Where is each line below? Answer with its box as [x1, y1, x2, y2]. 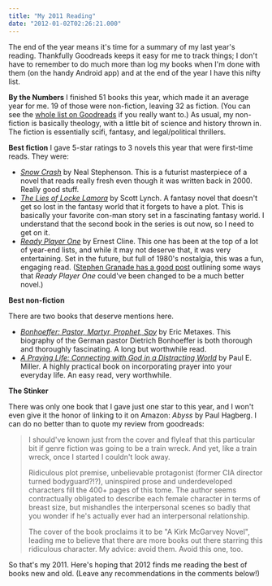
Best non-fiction [8, 295, 65, 305]
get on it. [19, 227, 50, 237]
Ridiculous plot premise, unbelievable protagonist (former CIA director [28, 467, 263, 477]
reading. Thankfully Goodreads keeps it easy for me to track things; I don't [8, 50, 258, 60]
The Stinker [8, 386, 49, 396]
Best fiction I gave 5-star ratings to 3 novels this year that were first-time [8, 142, 253, 152]
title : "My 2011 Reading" [8, 11, 96, 20]
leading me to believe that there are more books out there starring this [28, 535, 263, 545]
